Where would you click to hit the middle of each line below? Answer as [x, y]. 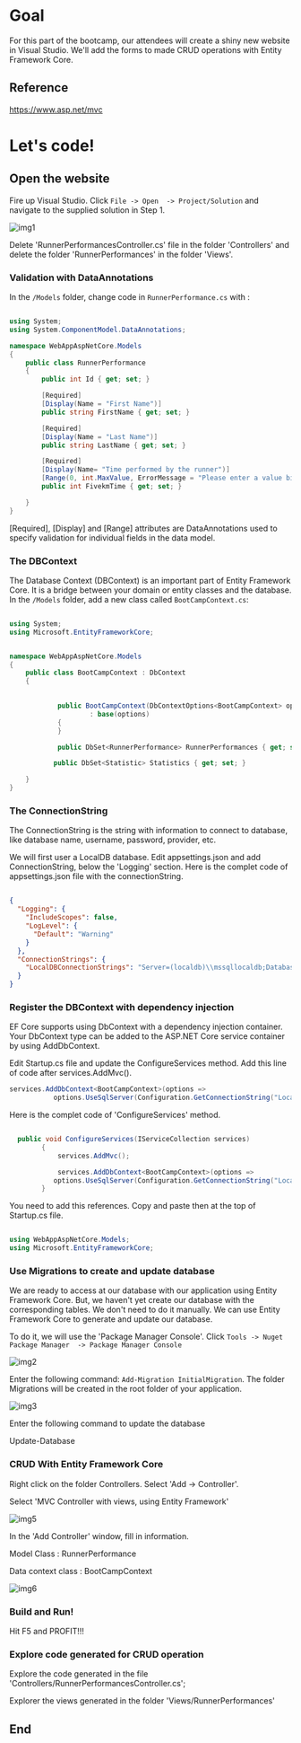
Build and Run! [42, 1611]
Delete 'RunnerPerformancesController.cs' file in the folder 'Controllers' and [149, 244]
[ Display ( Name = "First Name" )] [102, 404]
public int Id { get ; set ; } [96, 379]
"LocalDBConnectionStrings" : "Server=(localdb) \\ [120, 968]
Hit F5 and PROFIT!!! [47, 1631]
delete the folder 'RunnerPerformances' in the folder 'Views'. [121, 254]
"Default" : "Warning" [73, 934]
